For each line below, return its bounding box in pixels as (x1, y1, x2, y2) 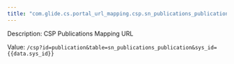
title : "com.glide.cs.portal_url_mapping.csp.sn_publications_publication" (7, 10, 232, 17)
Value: (7, 42, 26, 51)
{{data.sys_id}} (7, 50, 54, 57)
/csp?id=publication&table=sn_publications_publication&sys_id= (26, 44, 217, 51)
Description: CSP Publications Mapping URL (7, 29, 134, 38)
